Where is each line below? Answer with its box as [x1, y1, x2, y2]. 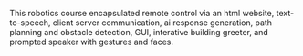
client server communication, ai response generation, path [52, 17, 272, 28]
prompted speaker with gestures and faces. [9, 36, 174, 47]
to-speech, [9, 17, 51, 28]
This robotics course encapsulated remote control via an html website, [9, 8, 275, 18]
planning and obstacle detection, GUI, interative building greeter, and [9, 27, 269, 37]
